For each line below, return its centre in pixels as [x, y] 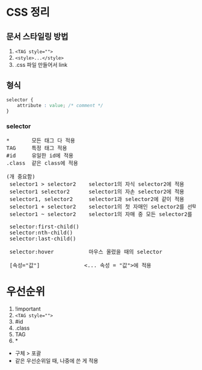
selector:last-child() [43, 239]
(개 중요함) [21, 176]
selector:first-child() [44, 227]
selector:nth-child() [41, 233]
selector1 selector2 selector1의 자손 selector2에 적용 [97, 191]
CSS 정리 [28, 12]
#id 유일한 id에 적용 [40, 155]
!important [28, 309]
